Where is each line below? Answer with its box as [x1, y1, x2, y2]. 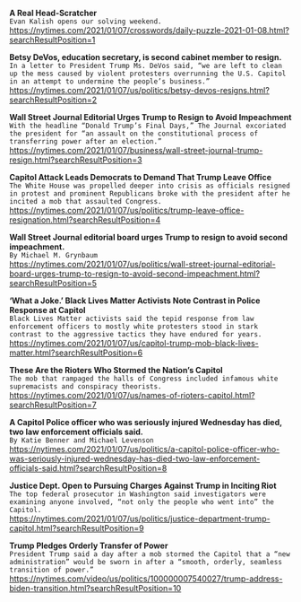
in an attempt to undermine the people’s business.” [9, 77, 211, 86]
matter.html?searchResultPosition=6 [9, 347, 143, 358]
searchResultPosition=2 [9, 94, 98, 105]
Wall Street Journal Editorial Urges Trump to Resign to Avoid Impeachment [9, 112, 292, 122]
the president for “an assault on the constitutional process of [9, 129, 258, 138]
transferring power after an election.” [9, 137, 163, 146]
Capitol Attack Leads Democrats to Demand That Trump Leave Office [9, 172, 271, 182]
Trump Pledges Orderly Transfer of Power [9, 540, 168, 551]
